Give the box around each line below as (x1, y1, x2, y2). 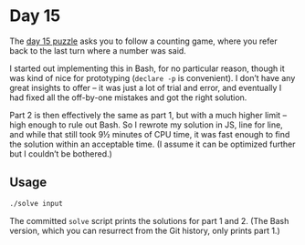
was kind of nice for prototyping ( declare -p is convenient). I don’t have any (9, 72, 296, 83)
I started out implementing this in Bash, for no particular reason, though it (9, 63, 285, 74)
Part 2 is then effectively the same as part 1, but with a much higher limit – (9, 109, 288, 120)
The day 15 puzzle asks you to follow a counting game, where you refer (9, 36, 278, 46)
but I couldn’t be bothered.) (9, 148, 112, 159)
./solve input (9, 199, 64, 208)
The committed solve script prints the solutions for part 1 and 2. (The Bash (9, 215, 289, 226)
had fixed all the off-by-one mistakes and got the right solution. (9, 92, 247, 103)
